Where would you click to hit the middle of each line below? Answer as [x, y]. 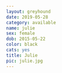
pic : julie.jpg [25, 61]
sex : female [20, 34]
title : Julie [22, 55]
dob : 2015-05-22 [26, 39]
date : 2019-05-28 [27, 17]
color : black [22, 45]
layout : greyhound [28, 11]
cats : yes [18, 50]
